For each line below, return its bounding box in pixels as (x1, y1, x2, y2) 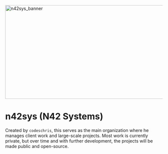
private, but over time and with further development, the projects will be (5, 137, 153, 144)
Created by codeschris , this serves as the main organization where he (5, 127, 149, 133)
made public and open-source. (5, 143, 69, 149)
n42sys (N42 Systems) (5, 111, 103, 122)
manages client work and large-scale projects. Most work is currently (5, 132, 148, 138)
